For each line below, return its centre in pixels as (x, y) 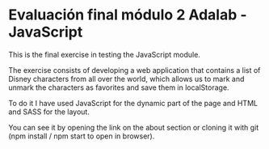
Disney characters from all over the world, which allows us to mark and (126, 79)
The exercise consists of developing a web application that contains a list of (134, 70)
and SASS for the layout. (49, 112)
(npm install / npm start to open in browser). (82, 136)
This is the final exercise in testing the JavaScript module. (104, 54)
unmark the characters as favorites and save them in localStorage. (119, 87)
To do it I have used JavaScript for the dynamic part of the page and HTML (133, 103)
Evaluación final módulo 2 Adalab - (128, 15)
